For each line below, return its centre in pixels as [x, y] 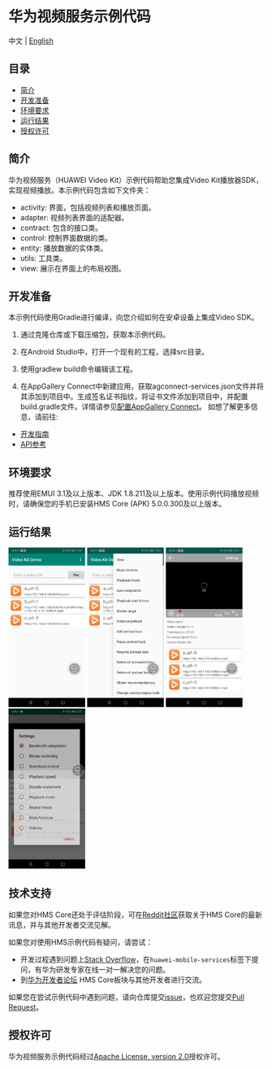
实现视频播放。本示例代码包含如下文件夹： [80, 190]
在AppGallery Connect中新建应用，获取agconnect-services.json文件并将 [142, 386]
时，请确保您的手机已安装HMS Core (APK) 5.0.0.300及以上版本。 [117, 504]
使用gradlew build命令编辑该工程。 [78, 369]
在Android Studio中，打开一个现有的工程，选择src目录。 [114, 352]
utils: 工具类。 [43, 258]
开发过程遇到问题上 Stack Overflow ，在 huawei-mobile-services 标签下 [136, 959]
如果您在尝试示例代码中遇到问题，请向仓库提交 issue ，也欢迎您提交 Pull [127, 997]
